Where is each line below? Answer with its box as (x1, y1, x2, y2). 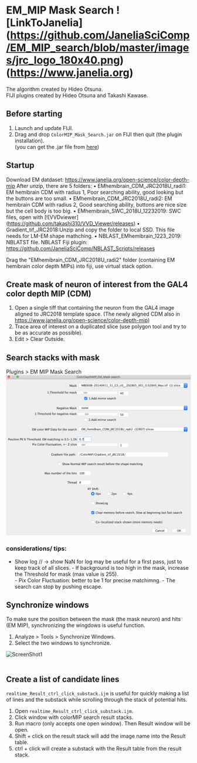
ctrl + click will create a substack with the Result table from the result (14, 745, 182, 752)
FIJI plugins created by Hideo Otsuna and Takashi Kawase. (6, 92, 148, 99)
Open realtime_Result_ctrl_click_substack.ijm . (14, 708, 134, 715)
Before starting (6, 109, 63, 119)
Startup (6, 160, 35, 171)
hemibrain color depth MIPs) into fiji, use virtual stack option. (6, 263, 154, 270)
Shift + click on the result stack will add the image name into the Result (14, 732, 186, 739)
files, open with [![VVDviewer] (6, 213, 79, 221)
